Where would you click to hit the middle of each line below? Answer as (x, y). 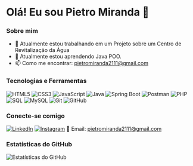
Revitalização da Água (42, 50)
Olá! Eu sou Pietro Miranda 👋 (78, 12)
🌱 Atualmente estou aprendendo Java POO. (68, 57)
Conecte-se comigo (36, 116)
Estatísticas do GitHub (39, 144)
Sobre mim (22, 31)
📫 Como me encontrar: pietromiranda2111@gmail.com (82, 63)
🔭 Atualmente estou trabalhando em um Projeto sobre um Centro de (98, 44)
